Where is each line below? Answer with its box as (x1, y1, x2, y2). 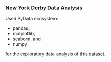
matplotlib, (12, 31, 35, 37)
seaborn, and (12, 36, 41, 42)
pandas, (12, 25, 30, 31)
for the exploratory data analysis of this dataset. (5, 51, 106, 57)
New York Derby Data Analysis (5, 4, 83, 11)
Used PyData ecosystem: (5, 16, 59, 22)
